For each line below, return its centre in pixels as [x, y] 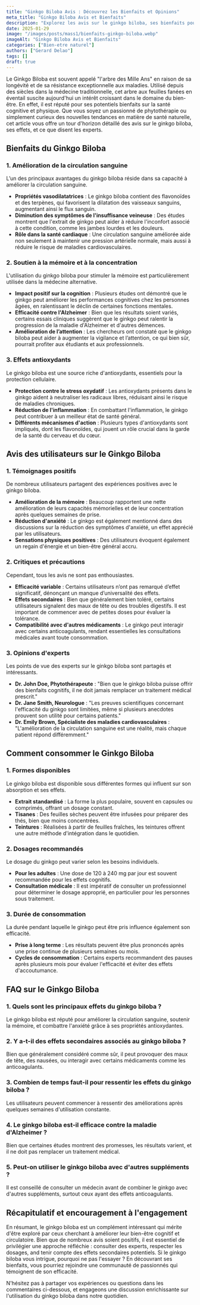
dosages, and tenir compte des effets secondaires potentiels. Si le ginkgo [96, 1252]
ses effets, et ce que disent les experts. [54, 130]
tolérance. [27, 618]
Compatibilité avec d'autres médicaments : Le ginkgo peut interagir [99, 625]
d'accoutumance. [36, 971]
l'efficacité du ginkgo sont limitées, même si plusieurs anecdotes [94, 710]
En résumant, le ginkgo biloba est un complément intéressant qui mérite [94, 1227]
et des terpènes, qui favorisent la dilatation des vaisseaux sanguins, [98, 203]
